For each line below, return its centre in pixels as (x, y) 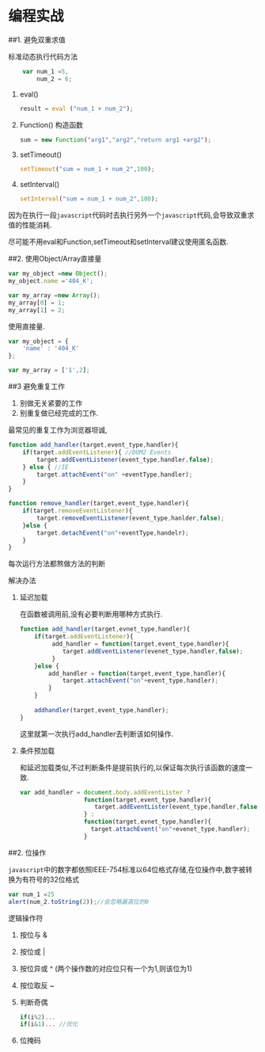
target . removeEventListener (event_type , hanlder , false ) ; (131, 518)
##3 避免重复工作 (37, 387)
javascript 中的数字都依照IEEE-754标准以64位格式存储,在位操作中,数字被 (127, 869)
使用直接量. (27, 326)
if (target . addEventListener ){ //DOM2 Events (97, 452)
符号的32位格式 (54, 879)
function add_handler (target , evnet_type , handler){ (105, 629)
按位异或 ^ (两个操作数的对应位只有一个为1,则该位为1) (106, 968)
